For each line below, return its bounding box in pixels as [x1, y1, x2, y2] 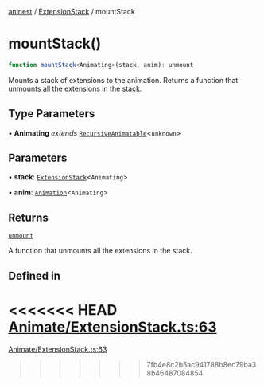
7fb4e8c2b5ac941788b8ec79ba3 [146, 359, 257, 369]
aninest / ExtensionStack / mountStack [8, 7, 135, 16]
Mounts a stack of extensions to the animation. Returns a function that [8, 75, 239, 84]
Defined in [8, 269, 61, 282]
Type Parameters [8, 107, 95, 120]
